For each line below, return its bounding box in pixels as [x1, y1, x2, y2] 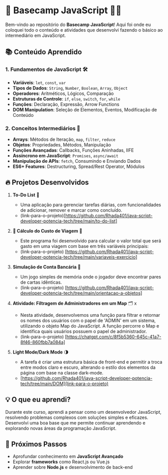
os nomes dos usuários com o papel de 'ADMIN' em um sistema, [20, 317, 156, 323]
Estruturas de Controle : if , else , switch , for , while [12, 95, 121, 102]
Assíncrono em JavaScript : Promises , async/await [12, 153, 119, 159]
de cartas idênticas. [20, 279, 62, 285]
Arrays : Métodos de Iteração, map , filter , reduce [12, 136, 116, 142]
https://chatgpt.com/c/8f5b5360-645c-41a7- [66, 334, 162, 340]
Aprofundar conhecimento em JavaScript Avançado [12, 454, 124, 460]
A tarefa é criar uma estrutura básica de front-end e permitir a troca [20, 359, 163, 365]
